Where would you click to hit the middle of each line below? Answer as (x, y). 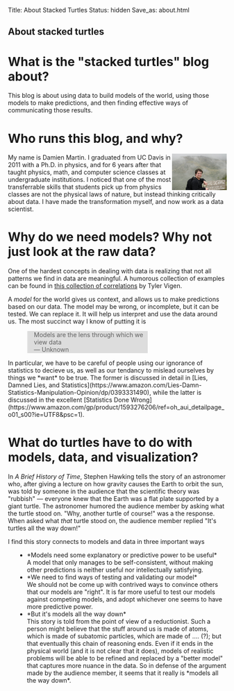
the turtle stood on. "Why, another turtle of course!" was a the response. (111, 513)
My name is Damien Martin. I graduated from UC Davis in (89, 157)
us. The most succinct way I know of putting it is (77, 321)
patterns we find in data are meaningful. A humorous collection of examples (116, 279)
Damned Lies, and (34, 385)
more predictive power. (60, 607)
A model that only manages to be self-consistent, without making (120, 563)
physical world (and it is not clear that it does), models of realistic (120, 651)
